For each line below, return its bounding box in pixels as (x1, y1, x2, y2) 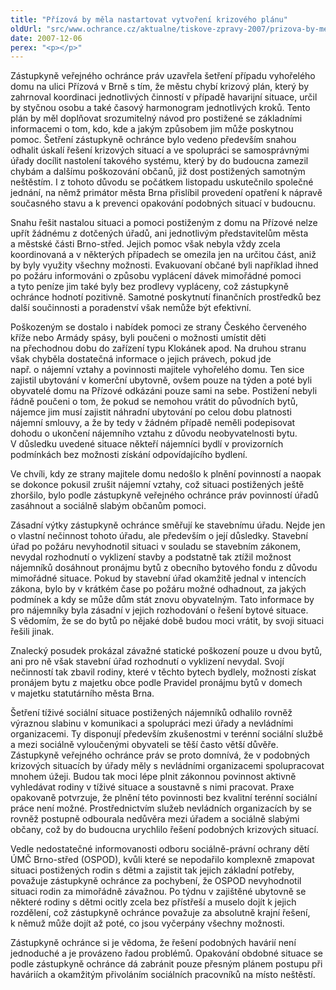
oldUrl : (10, 24, 43, 34)
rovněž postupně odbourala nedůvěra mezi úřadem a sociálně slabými (10, 813, 300, 825)
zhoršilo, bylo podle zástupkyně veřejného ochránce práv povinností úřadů (10, 489, 319, 501)
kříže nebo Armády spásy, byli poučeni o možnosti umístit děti (10, 332, 267, 344)
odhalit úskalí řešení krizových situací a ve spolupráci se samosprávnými (10, 144, 310, 156)
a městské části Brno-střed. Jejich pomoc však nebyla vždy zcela (10, 238, 281, 250)
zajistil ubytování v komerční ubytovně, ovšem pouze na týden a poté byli (10, 374, 313, 386)
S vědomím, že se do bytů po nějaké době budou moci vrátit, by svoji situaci (10, 615, 325, 627)
